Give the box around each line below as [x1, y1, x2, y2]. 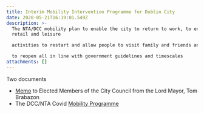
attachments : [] [6, 59, 47, 65]
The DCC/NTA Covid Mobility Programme [15, 100, 120, 107]
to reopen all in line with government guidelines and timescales [12, 53, 183, 59]
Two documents [6, 75, 47, 82]
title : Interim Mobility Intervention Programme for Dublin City [6, 8, 175, 15]
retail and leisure [12, 31, 61, 37]
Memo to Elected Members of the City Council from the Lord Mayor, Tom [15, 87, 197, 94]
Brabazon [15, 93, 39, 100]
